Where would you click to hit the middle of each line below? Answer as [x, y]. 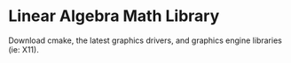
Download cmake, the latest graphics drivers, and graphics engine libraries [145, 40]
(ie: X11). [24, 49]
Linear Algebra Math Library [114, 16]
